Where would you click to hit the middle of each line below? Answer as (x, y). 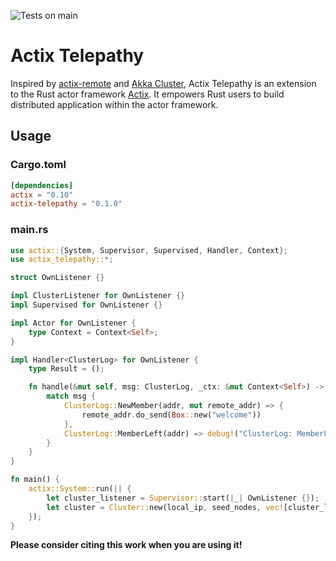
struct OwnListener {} (57, 278)
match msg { (71, 396)
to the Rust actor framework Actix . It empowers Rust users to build (147, 94)
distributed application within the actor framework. (114, 104)
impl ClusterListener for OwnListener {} (98, 296)
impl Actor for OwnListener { (73, 323)
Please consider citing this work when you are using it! (126, 545)
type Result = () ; (66, 369)
